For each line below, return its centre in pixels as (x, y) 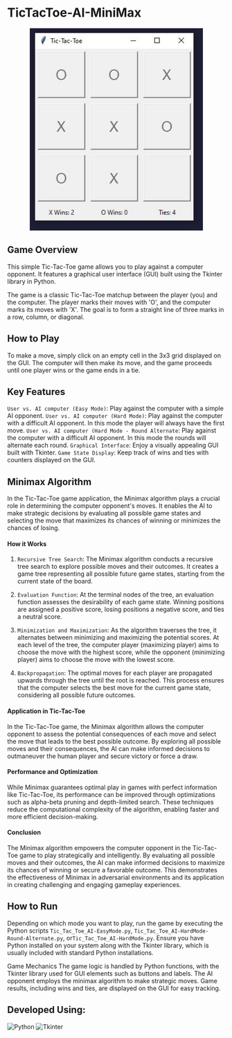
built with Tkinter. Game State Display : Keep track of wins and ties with (108, 452)
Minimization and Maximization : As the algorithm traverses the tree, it (117, 630)
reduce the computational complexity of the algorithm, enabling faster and (113, 809)
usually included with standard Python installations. (80, 952)
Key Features (36, 392)
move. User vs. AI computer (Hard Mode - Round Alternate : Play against (112, 430)
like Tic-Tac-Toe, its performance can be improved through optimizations (111, 794)
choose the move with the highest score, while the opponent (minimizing (121, 652)
